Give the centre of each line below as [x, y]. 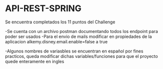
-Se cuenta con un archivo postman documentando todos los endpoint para [81, 31]
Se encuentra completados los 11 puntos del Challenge [60, 22]
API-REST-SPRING [43, 9]
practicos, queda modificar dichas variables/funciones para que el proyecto [81, 56]
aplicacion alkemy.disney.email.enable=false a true [56, 41]
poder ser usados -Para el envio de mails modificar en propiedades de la [79, 36]
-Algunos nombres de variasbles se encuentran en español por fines [74, 51]
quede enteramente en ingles [35, 61]
